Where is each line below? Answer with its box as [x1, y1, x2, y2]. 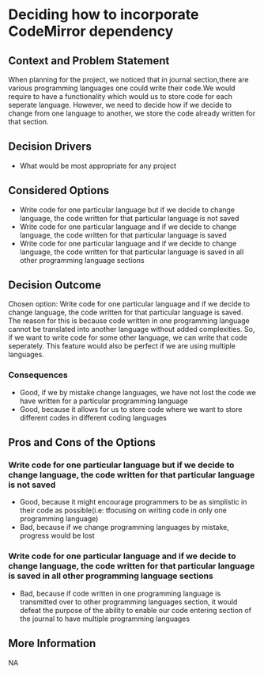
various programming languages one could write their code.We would [8, 83, 236, 93]
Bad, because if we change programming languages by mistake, [19, 523, 229, 532]
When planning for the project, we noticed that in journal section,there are [8, 75, 249, 84]
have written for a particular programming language [19, 396, 188, 406]
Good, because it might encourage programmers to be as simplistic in [19, 497, 247, 507]
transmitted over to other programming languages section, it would [19, 596, 238, 607]
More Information [8, 637, 96, 650]
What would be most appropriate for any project [19, 161, 176, 170]
